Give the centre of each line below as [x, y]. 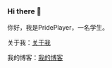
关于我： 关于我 [29, 42]
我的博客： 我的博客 [35, 58]
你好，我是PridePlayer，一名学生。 [58, 28]
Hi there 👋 [25, 11]
